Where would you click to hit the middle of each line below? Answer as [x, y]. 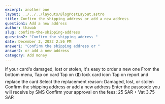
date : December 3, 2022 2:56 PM [38, 42]
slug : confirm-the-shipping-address [43, 32]
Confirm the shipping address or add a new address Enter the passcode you [82, 87]
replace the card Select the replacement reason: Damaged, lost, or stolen [80, 82]
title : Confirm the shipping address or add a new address [67, 19]
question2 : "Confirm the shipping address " [51, 37]
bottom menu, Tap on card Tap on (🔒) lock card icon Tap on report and [77, 75]
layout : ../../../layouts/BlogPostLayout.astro [55, 14]
